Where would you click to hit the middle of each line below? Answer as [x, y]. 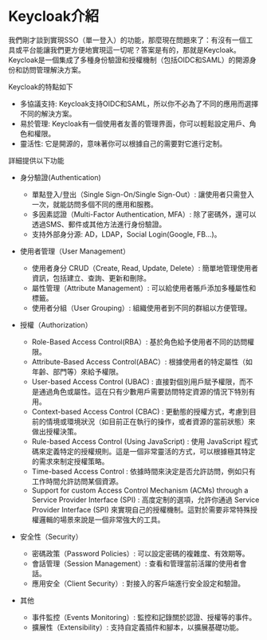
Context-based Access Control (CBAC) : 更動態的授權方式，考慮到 [140, 411]
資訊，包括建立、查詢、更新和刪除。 [91, 278]
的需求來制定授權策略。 [70, 461]
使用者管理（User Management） [75, 251]
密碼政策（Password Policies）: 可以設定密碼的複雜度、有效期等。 [140, 553]
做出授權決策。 [56, 431]
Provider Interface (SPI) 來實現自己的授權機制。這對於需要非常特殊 [141, 509]
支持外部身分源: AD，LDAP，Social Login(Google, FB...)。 [126, 234]
